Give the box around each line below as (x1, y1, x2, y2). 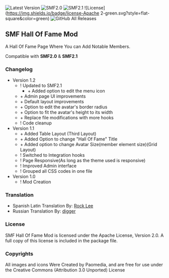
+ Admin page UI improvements (20, 93, 86, 99)
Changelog (5, 65, 33, 73)
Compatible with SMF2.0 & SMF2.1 (5, 53, 78, 59)
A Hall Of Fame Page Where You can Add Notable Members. (5, 43, 131, 49)
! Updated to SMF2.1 (20, 83, 62, 89)
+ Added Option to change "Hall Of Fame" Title (20, 136, 118, 142)
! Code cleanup (20, 120, 52, 126)
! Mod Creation (20, 179, 51, 185)
